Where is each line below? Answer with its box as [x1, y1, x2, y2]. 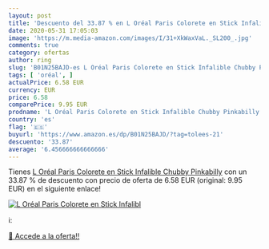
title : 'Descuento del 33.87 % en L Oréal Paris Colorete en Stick [8, 19, 239, 27]
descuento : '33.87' [8, 137, 74, 146]
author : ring [8, 57, 52, 65]
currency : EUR [8, 85, 56, 94]
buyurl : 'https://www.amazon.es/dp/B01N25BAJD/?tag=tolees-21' [8, 130, 224, 138]
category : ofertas [8, 49, 70, 57]
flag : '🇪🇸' [8, 123, 48, 131]
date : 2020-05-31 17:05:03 [8, 26, 98, 34]
